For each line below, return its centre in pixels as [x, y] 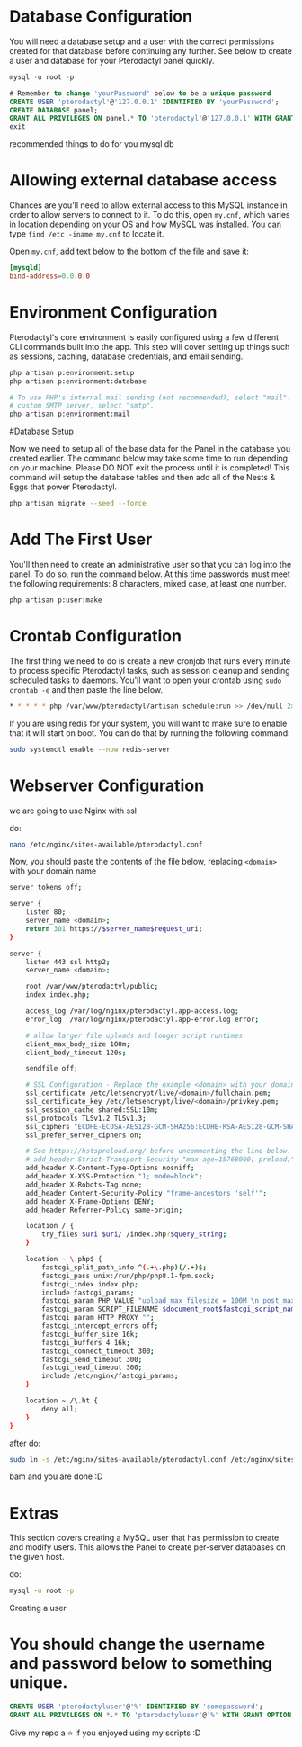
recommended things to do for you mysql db [92, 144]
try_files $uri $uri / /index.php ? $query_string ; [134, 1234]
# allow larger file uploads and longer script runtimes [134, 1035]
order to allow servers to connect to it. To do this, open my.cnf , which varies [150, 215]
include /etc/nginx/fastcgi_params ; [110, 1376]
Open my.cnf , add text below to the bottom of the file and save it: [129, 251]
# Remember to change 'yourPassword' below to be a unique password [140, 93]
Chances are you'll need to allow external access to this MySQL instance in [148, 205]
